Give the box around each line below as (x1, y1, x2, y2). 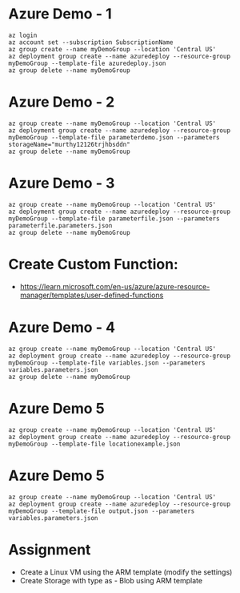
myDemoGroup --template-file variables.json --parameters (8, 358, 206, 367)
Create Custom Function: (8, 256, 178, 273)
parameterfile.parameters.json (8, 221, 113, 229)
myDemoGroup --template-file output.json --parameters (8, 506, 195, 515)
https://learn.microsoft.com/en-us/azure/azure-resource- (19, 281, 210, 291)
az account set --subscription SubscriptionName (8, 38, 174, 46)
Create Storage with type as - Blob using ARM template (19, 575, 202, 585)
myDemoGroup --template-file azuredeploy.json (8, 59, 166, 67)
